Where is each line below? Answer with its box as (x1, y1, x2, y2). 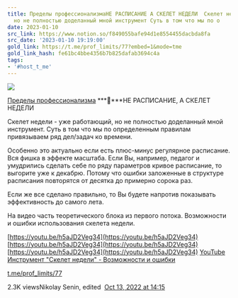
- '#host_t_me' (7, 63, 52, 70)
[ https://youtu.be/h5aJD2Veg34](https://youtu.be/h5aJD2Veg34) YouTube (7, 248, 225, 256)
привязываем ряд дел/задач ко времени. (7, 132, 133, 140)
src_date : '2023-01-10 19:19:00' (7, 37, 106, 44)
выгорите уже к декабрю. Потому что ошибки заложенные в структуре (7, 168, 225, 177)
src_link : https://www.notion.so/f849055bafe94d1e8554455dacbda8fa (7, 30, 211, 38)
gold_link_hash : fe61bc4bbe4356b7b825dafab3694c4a (7, 50, 160, 57)
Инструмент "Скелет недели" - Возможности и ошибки (7, 255, 176, 263)
